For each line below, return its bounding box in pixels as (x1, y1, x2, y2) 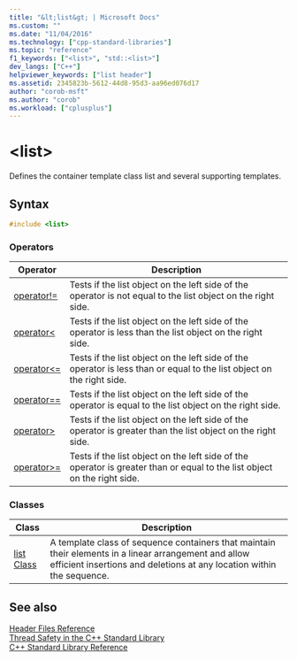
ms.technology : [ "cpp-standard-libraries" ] (9, 37, 172, 47)
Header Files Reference (9, 623, 95, 634)
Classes (9, 499, 45, 511)
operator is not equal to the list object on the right (69, 289, 275, 302)
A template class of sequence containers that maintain (49, 536, 276, 549)
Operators (9, 241, 55, 253)
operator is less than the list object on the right (69, 327, 263, 339)
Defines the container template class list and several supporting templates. (9, 171, 281, 181)
